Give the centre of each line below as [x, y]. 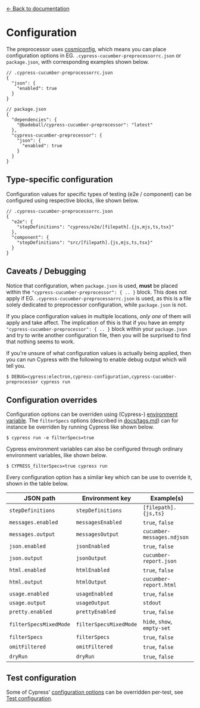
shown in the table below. [37, 484]
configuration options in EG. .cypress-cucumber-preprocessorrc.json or [94, 55]
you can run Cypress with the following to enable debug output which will [96, 359]
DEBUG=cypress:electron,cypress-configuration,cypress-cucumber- [94, 377]
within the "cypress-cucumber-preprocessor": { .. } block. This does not [97, 292]
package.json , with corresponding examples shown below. [78, 61]
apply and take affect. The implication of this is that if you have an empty [96, 322]
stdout [152, 603]
